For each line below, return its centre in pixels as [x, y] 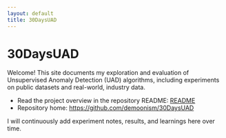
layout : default [30, 13]
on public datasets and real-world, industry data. [76, 87]
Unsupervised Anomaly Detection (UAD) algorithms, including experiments [113, 80]
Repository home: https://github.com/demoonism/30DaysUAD [105, 108]
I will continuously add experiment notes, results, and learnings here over [111, 122]
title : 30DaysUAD [32, 20]
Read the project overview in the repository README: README [106, 101]
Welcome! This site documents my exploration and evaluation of [98, 73]
